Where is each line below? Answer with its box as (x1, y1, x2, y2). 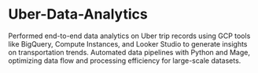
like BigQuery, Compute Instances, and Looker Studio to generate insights (8, 39, 248, 48)
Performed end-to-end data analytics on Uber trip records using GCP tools (8, 31, 251, 40)
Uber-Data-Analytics (8, 5, 148, 23)
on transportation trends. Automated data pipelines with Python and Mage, (8, 47, 250, 57)
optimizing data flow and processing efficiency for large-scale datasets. (8, 56, 241, 65)
